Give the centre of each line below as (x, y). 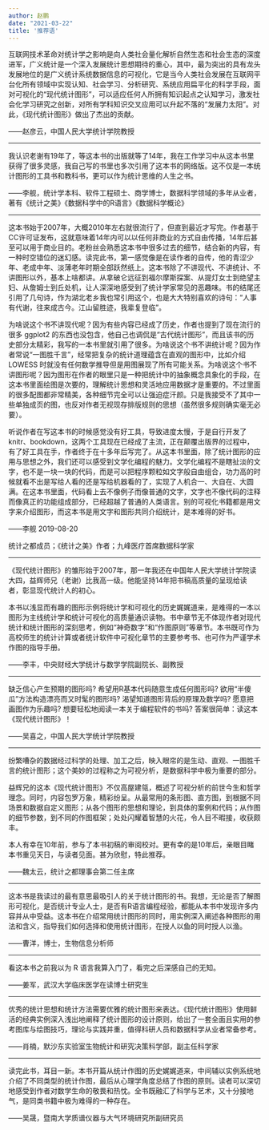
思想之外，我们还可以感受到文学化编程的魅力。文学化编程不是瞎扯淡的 (138, 462)
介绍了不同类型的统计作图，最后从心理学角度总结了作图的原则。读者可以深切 (134, 1081)
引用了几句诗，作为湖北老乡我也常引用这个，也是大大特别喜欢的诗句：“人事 (133, 298)
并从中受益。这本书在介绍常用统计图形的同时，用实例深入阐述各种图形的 (134, 916)
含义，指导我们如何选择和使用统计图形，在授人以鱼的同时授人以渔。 (134, 927)
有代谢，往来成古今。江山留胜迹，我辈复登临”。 (87, 308)
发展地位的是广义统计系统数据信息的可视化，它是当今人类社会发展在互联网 (131, 74)
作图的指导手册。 (36, 647)
